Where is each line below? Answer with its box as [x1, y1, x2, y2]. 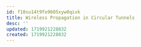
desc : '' [6, 20, 29, 26]
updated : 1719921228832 [6, 26, 67, 32]
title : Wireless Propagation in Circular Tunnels [6, 15, 136, 21]
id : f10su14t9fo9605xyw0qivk [6, 9, 81, 15]
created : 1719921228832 [6, 32, 67, 38]
